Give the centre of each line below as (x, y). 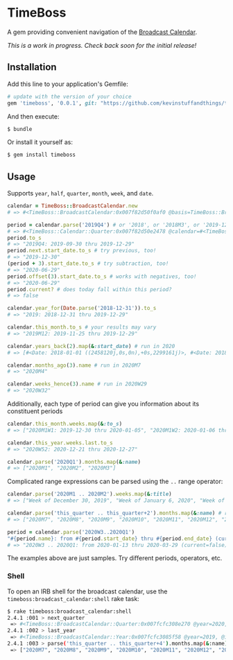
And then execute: (33, 116)
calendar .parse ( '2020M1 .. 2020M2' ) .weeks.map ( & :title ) (89, 494)
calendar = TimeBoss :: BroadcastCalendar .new (72, 206)
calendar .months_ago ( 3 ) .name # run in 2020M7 (74, 365)
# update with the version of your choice (69, 96)
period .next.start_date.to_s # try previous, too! (82, 251)
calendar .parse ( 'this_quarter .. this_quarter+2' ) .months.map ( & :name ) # (114, 513)
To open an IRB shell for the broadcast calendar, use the (87, 591)
